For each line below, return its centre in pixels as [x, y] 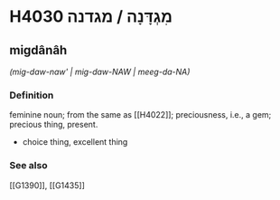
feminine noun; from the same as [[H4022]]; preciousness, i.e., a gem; [140, 115]
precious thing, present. [54, 125]
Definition [32, 95]
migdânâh [38, 50]
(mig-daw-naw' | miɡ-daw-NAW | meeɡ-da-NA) [100, 71]
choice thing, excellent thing [75, 142]
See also [28, 166]
